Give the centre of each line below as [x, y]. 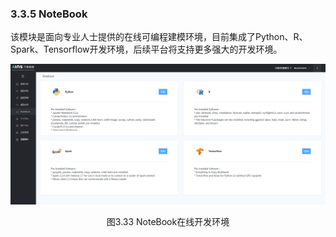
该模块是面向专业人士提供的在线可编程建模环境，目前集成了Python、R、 [159, 37]
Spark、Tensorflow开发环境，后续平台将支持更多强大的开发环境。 [146, 49]
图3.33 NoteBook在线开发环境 [168, 221]
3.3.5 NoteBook [49, 14]
